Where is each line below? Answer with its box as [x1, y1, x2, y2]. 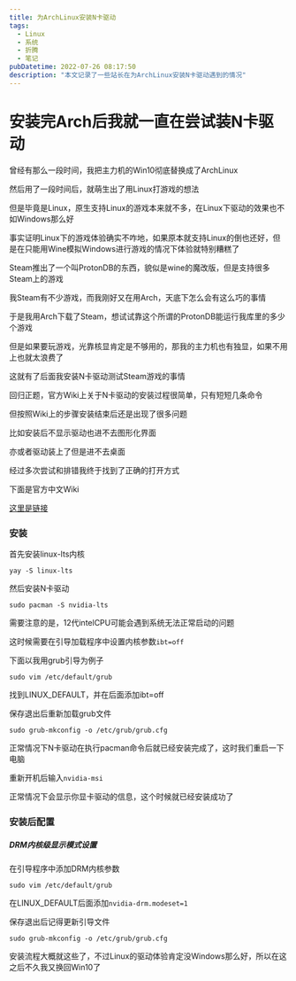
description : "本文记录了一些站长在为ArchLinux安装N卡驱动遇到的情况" [9, 71, 247, 80]
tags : [9, 21, 29, 30]
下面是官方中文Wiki [9, 484, 80, 494]
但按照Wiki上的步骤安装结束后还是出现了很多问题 [9, 409, 188, 419]
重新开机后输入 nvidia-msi [9, 772, 103, 782]
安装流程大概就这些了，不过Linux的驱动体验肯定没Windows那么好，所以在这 [9, 950, 287, 962]
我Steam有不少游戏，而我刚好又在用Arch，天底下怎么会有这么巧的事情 [9, 292, 267, 302]
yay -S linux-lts [9, 566, 73, 575]
